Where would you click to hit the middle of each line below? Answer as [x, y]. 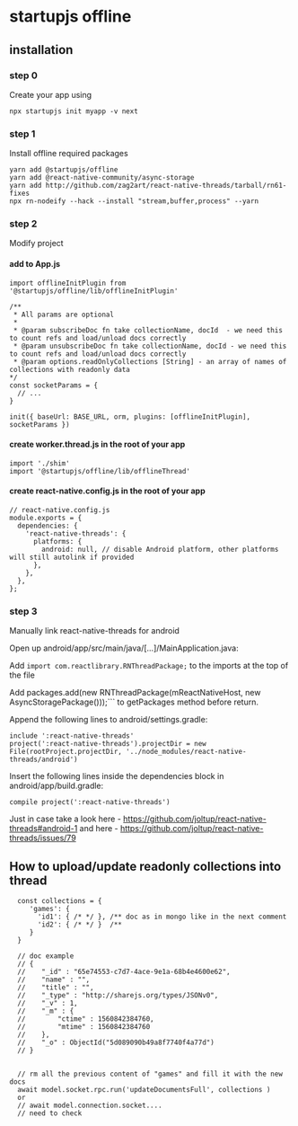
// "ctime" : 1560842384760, [86, 1019]
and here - [99, 829]
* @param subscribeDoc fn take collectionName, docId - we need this [148, 330]
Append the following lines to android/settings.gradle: [109, 720]
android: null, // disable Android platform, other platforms [160, 550]
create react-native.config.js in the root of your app [107, 491]
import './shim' [39, 463]
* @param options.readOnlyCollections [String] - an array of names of [150, 361]
